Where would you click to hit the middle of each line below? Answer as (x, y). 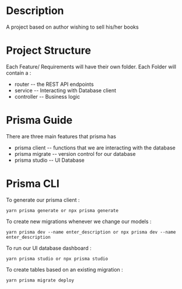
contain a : (19, 73)
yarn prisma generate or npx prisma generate (62, 210)
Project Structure (49, 51)
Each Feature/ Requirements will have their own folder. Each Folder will (91, 67)
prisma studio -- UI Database (49, 160)
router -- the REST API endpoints (54, 84)
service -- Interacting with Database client (65, 90)
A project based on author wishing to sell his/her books (72, 27)
